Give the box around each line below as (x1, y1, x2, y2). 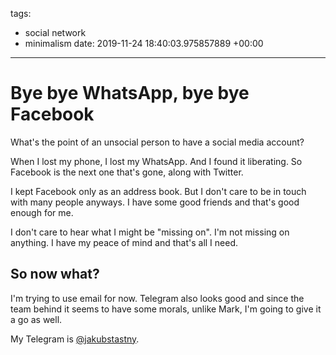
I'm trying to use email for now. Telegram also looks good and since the (10, 292, 305, 304)
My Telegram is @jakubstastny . (10, 333, 140, 345)
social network (24, 27, 87, 38)
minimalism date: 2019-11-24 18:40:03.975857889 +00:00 (24, 38, 264, 49)
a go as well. (10, 313, 63, 325)
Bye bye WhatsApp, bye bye (10, 82, 250, 105)
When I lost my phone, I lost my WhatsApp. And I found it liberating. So (10, 155, 303, 167)
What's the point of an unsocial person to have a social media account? (10, 136, 305, 148)
